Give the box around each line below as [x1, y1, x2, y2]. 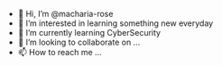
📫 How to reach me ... [17, 47, 102, 57]
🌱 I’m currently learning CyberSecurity [17, 28, 161, 37]
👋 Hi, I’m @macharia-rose [17, 9, 114, 19]
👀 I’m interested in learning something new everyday [17, 18, 214, 29]
